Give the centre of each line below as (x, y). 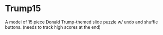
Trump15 (23, 9)
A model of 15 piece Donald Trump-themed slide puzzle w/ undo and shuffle (81, 22)
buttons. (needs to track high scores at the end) (53, 27)
